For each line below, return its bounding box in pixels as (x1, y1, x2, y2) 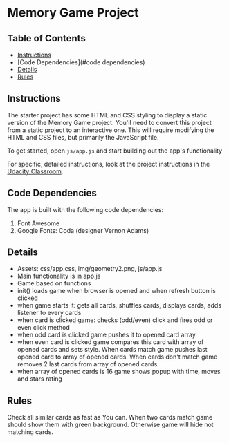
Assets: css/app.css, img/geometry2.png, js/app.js (17, 265, 163, 273)
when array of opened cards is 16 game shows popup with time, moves (17, 368, 221, 376)
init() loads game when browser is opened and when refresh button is (17, 287, 217, 295)
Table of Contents (7, 32, 86, 44)
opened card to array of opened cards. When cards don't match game (17, 352, 218, 361)
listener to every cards (17, 309, 82, 317)
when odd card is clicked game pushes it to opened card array (17, 330, 196, 339)
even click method (17, 323, 71, 332)
